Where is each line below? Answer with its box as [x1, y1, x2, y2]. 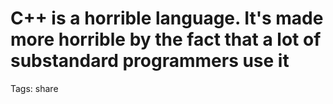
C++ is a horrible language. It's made [10, 7, 324, 30]
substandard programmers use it [10, 50, 290, 72]
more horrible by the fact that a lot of [10, 28, 322, 51]
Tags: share [10, 82, 59, 94]
